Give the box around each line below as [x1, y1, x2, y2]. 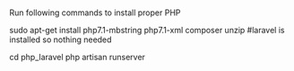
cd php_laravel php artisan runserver [9, 52, 146, 63]
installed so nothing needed [9, 34, 112, 45]
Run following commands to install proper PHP [9, 7, 181, 18]
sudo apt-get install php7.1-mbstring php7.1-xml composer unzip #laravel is [9, 25, 285, 36]
